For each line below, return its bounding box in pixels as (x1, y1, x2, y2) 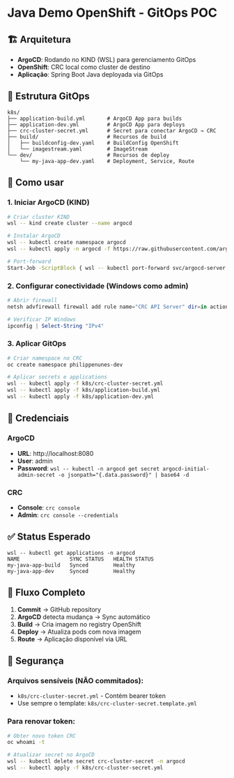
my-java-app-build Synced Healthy (7, 561, 136, 569)
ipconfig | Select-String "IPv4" (7, 322, 104, 329)
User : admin (17, 457, 54, 465)
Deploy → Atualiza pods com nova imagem (17, 627, 141, 636)
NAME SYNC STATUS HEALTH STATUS (7, 556, 155, 563)
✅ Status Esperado (7, 531, 91, 543)
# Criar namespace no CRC (7, 354, 82, 362)
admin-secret (17, 471, 56, 478)
